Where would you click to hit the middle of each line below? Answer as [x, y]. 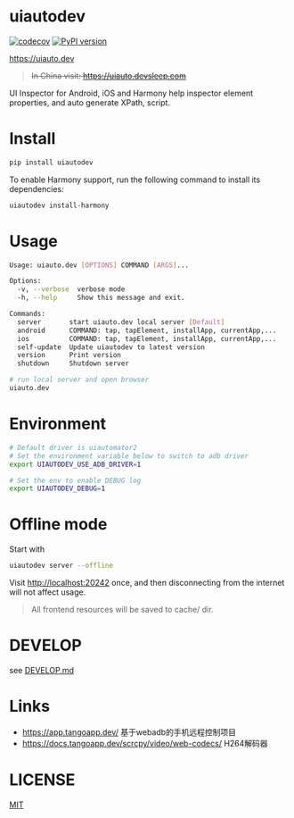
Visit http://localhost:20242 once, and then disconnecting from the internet [147, 583]
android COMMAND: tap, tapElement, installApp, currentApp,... [147, 330]
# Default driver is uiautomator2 [73, 447]
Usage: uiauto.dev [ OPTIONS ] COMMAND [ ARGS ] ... [99, 265]
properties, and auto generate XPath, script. [90, 102]
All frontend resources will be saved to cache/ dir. [122, 610]
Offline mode [58, 525]
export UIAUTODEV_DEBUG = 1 [57, 488]
